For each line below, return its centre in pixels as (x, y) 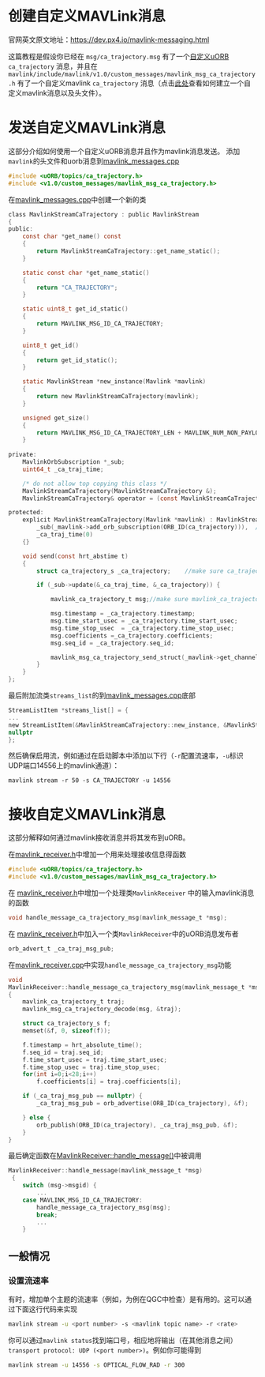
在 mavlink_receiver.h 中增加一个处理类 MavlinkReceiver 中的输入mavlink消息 (131, 893)
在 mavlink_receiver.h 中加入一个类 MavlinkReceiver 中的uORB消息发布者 (123, 934)
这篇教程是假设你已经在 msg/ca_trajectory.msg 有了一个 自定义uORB (119, 56)
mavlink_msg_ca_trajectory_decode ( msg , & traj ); (102, 1009)
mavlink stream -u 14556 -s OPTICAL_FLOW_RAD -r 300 (97, 1365)
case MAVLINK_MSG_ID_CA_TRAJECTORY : (83, 1200)
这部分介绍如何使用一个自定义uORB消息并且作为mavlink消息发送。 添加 (124, 151)
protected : (26, 513)
